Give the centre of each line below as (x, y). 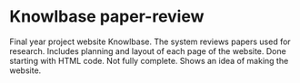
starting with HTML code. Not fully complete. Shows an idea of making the (149, 60)
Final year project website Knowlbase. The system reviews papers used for (150, 41)
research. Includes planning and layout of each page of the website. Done (148, 51)
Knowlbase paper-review (107, 17)
